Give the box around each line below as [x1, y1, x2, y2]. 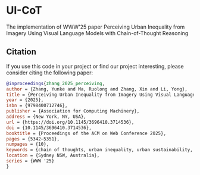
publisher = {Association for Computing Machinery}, [6, 108, 140, 114]
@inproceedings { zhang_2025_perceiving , [6, 80, 105, 86]
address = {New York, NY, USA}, [6, 114, 86, 120]
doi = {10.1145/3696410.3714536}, [6, 124, 92, 131]
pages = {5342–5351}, [6, 136, 60, 142]
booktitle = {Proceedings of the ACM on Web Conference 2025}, [6, 130, 167, 136]
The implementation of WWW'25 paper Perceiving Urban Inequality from [6, 23, 185, 30]
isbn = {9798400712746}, [6, 102, 68, 109]
